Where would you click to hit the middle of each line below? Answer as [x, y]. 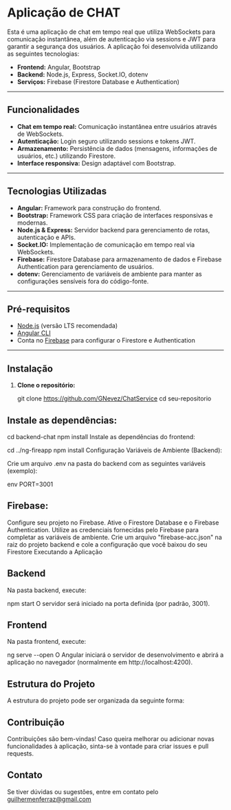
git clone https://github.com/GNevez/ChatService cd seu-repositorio [114, 398]
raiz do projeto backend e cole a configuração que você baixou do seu [107, 544]
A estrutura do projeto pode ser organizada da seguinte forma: [96, 700]
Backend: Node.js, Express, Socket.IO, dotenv [82, 74]
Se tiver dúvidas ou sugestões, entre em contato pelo [83, 791]
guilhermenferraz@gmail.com [49, 799]
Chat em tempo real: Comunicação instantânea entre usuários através [117, 126]
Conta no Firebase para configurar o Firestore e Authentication [106, 341]
